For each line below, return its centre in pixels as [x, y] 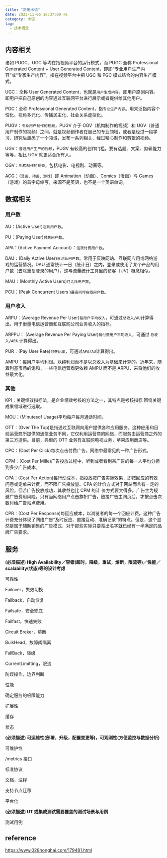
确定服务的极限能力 [25, 695]
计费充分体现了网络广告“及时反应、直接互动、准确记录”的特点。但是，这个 [81, 520]
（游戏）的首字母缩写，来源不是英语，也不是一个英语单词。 [66, 182]
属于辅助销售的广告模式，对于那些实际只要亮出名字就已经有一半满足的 [85, 526]
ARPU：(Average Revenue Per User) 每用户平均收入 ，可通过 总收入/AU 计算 [77, 318]
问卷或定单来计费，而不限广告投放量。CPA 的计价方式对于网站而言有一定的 [82, 484]
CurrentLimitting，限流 [28, 664]
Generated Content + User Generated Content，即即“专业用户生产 [73, 69]
